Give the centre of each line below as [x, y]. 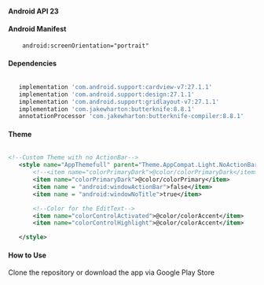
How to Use [27, 255]
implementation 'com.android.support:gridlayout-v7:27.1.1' [119, 102]
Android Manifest [37, 29]
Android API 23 [33, 11]
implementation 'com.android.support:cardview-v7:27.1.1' [115, 87]
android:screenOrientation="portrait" [86, 46]
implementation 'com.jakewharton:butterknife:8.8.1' [106, 109]
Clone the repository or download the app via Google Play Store [111, 272]
